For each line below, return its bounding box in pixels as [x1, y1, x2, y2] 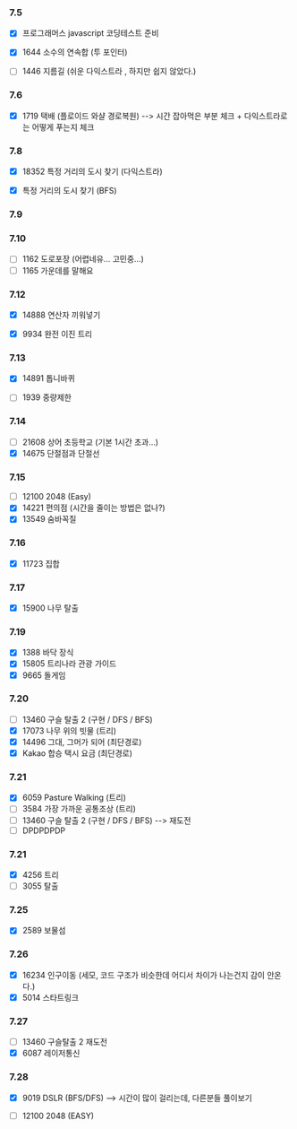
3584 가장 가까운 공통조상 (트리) [21, 803, 137, 814]
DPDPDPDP [21, 825, 65, 836]
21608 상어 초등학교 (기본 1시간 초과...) [21, 437, 159, 447]
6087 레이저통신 [21, 1047, 81, 1059]
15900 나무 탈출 [21, 603, 79, 613]
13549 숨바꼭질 [21, 514, 77, 525]
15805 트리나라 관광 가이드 [21, 658, 117, 669]
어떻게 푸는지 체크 [31, 121, 95, 132]
